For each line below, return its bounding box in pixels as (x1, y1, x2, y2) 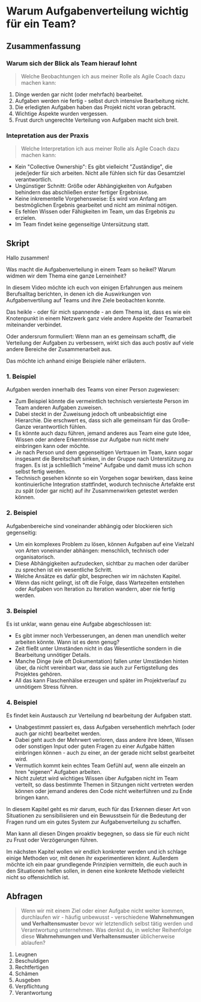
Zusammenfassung (6, 41, 81, 51)
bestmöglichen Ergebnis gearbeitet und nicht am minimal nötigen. (14, 202, 178, 209)
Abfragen (6, 891, 43, 901)
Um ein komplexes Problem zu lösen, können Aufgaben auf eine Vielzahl (14, 540, 194, 547)
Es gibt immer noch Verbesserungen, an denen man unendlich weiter (14, 632, 186, 639)
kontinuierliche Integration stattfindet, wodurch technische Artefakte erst (14, 481, 195, 488)
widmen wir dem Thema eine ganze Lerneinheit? (6, 272, 127, 279)
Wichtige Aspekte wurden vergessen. (14, 110, 108, 117)
